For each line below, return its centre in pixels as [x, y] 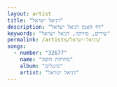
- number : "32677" [41, 53]
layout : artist [29, 14]
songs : [17, 46]
